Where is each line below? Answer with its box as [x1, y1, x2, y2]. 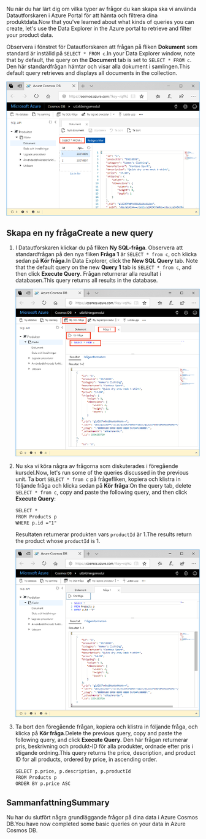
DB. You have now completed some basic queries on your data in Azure [6, 820, 186, 828]
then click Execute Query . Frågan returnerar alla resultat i [15, 270, 161, 277]
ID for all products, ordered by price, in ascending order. [15, 755, 158, 763]
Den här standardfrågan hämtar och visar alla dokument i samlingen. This [6, 63, 190, 70]
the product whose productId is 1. [15, 537, 101, 545]
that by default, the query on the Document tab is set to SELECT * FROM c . [6, 57, 192, 63]
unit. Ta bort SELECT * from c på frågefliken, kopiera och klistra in [15, 475, 181, 483]
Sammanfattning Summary [6, 797, 110, 808]
